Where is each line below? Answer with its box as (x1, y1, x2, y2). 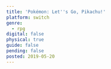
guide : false (6, 43, 39, 49)
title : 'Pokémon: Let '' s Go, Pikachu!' (6, 8, 106, 15)
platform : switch (6, 14, 50, 20)
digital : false (6, 31, 44, 37)
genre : (6, 20, 23, 26)
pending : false (6, 48, 44, 54)
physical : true (6, 37, 44, 43)
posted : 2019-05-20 (6, 53, 55, 59)
